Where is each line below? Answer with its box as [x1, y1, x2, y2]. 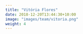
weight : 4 [5, 21, 26, 26]
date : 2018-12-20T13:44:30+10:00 [5, 12, 76, 17]
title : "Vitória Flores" [5, 7, 58, 12]
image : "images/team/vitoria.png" [5, 16, 79, 21]
